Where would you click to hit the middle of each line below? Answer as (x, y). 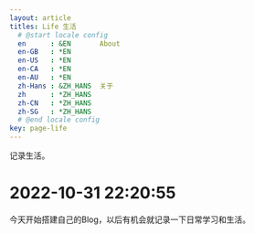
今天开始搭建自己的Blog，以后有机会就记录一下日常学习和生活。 (130, 219)
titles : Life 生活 (43, 27)
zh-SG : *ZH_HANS (55, 112)
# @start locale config (63, 35)
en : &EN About (69, 43)
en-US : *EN (44, 60)
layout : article (40, 18)
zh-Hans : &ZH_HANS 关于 (66, 86)
